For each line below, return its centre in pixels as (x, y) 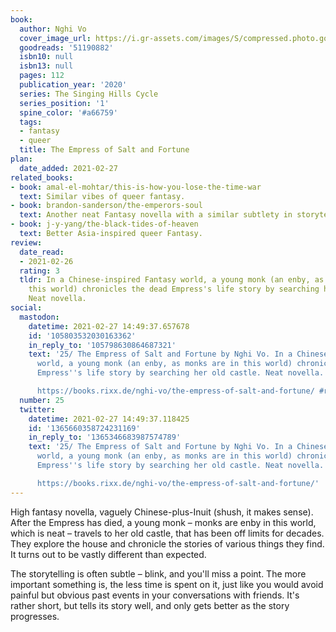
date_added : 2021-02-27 (68, 168)
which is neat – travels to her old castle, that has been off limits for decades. (167, 533)
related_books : (42, 177)
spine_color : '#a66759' (68, 112)
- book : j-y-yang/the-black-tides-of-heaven (104, 224)
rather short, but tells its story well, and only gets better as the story (150, 605)
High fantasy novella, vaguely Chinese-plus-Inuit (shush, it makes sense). (162, 512)
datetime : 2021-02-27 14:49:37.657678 (109, 326)
